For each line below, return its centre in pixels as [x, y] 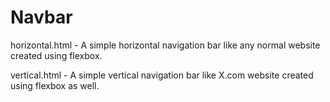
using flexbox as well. [55, 85]
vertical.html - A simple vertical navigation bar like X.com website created [162, 75]
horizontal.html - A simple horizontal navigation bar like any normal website [165, 45]
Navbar [41, 17]
